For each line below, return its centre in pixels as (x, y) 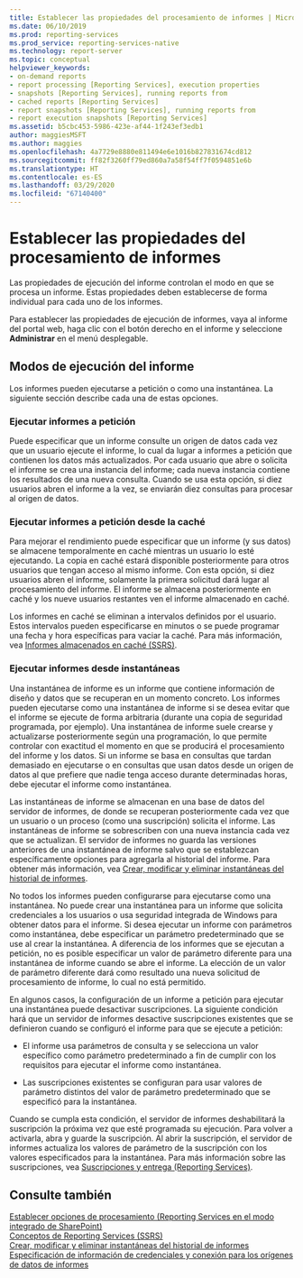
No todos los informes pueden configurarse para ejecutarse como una (140, 896)
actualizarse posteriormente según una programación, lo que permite (138, 736)
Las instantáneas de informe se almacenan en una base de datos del (137, 801)
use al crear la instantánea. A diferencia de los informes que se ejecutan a (147, 943)
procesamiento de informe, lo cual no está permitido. (108, 982)
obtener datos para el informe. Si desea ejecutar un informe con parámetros (151, 924)
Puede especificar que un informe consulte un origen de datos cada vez (143, 441)
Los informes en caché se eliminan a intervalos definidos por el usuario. (143, 616)
